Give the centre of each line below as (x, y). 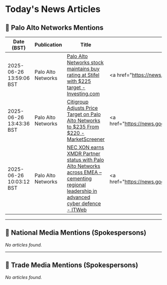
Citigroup (78, 102)
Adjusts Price (82, 108)
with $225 (79, 81)
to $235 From (83, 127)
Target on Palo (84, 114)
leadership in (82, 191)
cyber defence (84, 203)
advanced (79, 197)
